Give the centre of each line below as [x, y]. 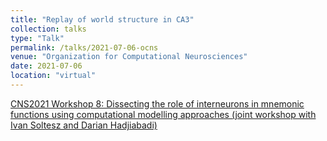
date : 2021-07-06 [46, 66]
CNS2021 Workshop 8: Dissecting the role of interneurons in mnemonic [157, 103]
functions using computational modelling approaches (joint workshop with [163, 114]
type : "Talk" [37, 38]
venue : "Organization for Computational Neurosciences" [129, 57]
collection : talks [48, 29]
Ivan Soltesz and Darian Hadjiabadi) [84, 125]
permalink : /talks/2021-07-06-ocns [84, 47]
